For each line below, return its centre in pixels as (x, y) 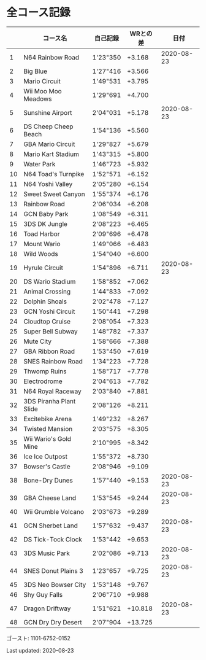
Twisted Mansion (48, 429)
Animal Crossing (47, 291)
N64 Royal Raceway (52, 391)
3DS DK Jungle (45, 223)
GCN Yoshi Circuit (49, 311)
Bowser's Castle (47, 466)
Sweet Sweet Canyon (54, 194)
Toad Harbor (42, 234)
